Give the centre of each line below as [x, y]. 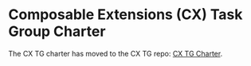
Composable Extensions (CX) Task [125, 15]
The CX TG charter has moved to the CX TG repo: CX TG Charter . [116, 53]
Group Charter [57, 31]
